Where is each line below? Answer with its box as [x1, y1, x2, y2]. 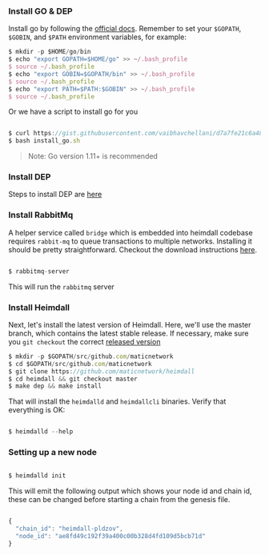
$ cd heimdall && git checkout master [8, 375, 138, 383]
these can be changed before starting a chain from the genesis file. [8, 495, 231, 505]
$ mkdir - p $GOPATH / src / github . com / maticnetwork [8, 352, 174, 360]
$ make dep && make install [8, 382, 102, 390]
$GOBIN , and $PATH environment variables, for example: [8, 32, 187, 42]
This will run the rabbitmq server [8, 282, 114, 292]
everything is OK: [8, 405, 66, 415]
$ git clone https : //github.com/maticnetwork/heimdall [8, 367, 195, 376]
